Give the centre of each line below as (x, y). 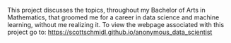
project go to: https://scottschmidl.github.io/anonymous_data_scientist (110, 32)
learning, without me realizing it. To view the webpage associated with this (116, 25)
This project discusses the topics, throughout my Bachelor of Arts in (107, 10)
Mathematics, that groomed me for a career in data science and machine (113, 17)
